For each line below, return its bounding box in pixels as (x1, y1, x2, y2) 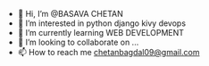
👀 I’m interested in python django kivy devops (17, 18, 186, 29)
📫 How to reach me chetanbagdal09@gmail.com (17, 47, 200, 57)
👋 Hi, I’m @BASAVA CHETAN (17, 9, 123, 19)
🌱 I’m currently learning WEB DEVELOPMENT (17, 28, 185, 37)
